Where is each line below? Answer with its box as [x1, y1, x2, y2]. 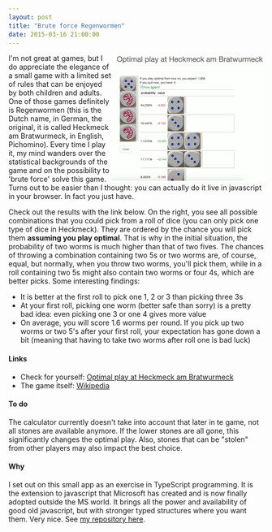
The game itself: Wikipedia [19, 380, 110, 390]
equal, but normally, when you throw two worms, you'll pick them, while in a [8, 259, 262, 269]
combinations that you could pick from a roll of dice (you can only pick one [8, 216, 259, 226]
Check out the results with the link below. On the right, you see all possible [8, 207, 258, 217]
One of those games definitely [8, 97, 110, 106]
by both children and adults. [8, 88, 102, 97]
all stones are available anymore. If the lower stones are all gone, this [8, 426, 240, 435]
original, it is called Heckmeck [8, 123, 110, 132]
